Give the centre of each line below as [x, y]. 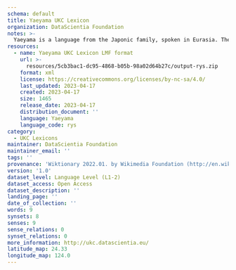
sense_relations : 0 [36, 229]
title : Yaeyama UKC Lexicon [48, 20]
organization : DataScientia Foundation [66, 27]
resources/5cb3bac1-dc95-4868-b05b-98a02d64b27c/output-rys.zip [122, 66]
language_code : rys [48, 125]
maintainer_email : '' [39, 151]
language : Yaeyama [47, 118]
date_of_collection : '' [42, 204]
